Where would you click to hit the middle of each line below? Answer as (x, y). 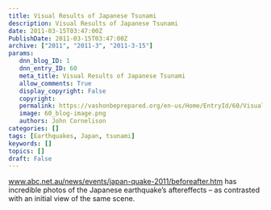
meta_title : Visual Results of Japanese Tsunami (102, 76)
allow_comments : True (55, 83)
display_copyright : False (63, 91)
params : (21, 53)
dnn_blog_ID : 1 (44, 61)
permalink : (38, 106)
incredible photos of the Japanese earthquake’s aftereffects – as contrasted (134, 190)
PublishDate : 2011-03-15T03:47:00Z (68, 38)
